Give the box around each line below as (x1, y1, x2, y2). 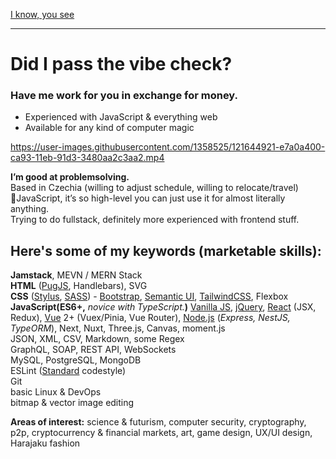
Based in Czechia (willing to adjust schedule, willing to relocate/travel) (10, 182, 299, 194)
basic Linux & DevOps (10, 386, 102, 398)
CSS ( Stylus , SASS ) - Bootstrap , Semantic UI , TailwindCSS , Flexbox (10, 290, 289, 303)
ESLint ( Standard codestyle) (10, 365, 127, 377)
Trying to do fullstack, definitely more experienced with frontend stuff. (10, 214, 300, 226)
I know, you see (10, 9, 75, 20)
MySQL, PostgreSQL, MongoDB (10, 354, 142, 366)
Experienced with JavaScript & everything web (24, 111, 218, 123)
